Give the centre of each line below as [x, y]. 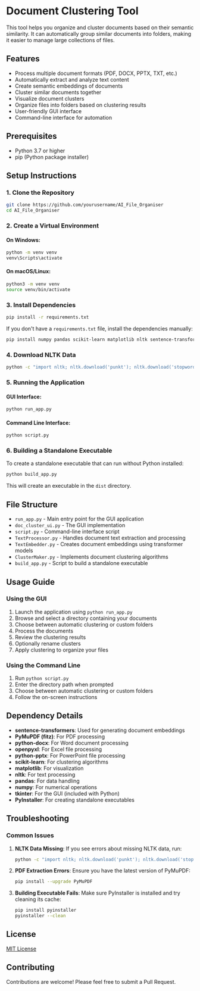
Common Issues [30, 836]
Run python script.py [42, 678]
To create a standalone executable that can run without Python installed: [95, 463]
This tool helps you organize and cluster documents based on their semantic [100, 27]
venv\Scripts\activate [34, 258]
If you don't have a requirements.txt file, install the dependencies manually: [100, 328]
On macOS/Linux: [29, 272]
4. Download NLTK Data [41, 354]
